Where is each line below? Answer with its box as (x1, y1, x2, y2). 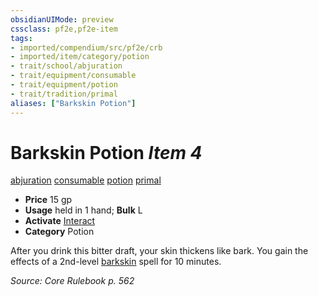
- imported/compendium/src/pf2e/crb (10, 42, 163, 53)
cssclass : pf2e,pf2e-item (10, 24, 118, 34)
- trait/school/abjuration (10, 61, 123, 71)
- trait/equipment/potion (10, 80, 118, 90)
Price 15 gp (24, 194, 73, 206)
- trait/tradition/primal (10, 89, 118, 99)
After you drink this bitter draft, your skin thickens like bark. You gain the (10, 245, 309, 257)
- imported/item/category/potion (10, 52, 150, 62)
